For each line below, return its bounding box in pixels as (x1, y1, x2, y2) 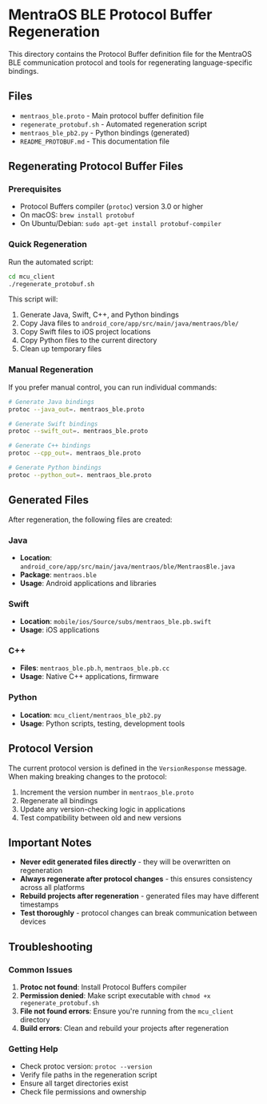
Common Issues (8, 964, 74, 975)
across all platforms (19, 883, 86, 892)
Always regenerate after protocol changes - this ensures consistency (19, 874, 253, 884)
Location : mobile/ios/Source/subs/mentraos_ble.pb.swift (19, 617, 212, 626)
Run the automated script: (8, 257, 94, 266)
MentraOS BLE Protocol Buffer (8, 6, 213, 24)
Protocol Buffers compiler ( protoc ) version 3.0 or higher (19, 202, 204, 212)
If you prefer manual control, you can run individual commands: (8, 382, 217, 392)
